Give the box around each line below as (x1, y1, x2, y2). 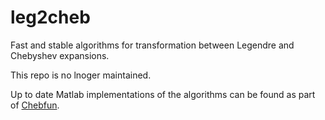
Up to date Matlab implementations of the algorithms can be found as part (10, 88, 316, 100)
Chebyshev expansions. (10, 49, 110, 61)
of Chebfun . (10, 99, 60, 111)
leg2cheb (10, 6, 91, 29)
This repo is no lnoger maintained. (10, 69, 152, 81)
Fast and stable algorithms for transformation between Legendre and (10, 39, 295, 51)
